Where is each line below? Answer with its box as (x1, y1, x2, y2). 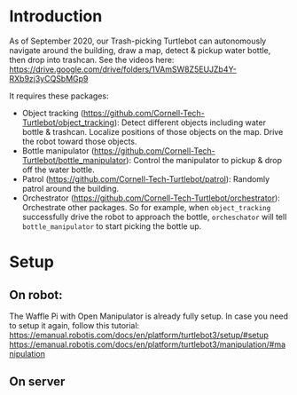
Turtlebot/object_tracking (21, 117, 115, 128)
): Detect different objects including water (113, 117, 266, 128)
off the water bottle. (21, 164, 95, 175)
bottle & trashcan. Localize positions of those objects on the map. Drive (21, 126, 284, 137)
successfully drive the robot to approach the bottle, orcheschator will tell (21, 211, 287, 222)
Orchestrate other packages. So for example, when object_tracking (21, 201, 271, 212)
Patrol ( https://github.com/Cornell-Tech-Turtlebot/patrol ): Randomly (21, 173, 270, 184)
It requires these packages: (9, 91, 109, 101)
